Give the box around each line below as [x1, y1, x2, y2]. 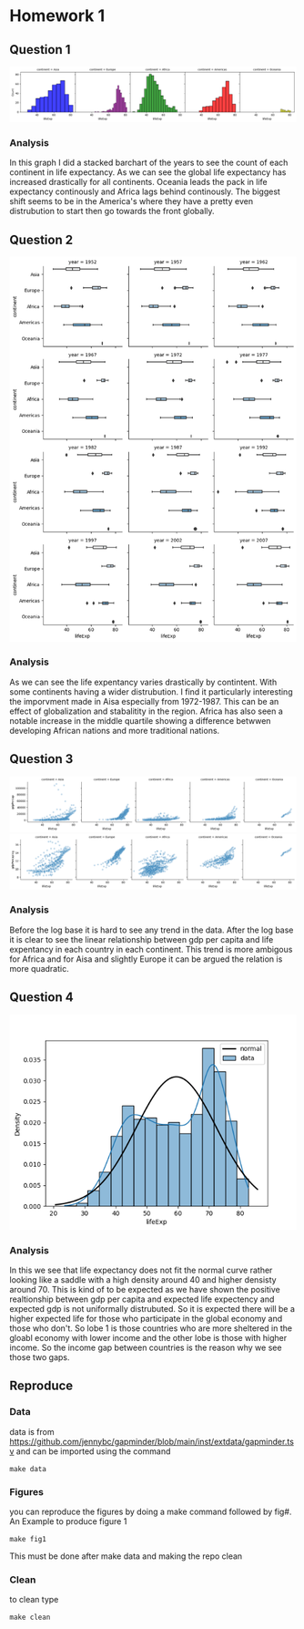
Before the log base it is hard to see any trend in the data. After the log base [9, 924, 294, 935]
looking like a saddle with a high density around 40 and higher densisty [9, 1273, 277, 1285]
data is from [9, 1426, 55, 1437]
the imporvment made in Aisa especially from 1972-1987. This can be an [9, 696, 279, 706]
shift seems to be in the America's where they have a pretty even [9, 196, 253, 207]
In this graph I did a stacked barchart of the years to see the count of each [9, 157, 289, 169]
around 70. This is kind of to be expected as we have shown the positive [9, 1284, 280, 1294]
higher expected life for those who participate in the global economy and [9, 1313, 283, 1324]
